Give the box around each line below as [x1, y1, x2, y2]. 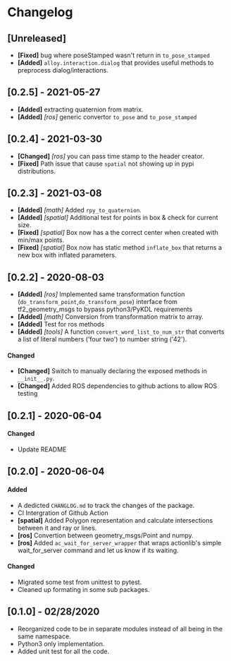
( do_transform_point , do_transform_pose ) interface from [17, 298, 178, 306]
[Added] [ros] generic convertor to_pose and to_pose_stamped [17, 112, 197, 121]
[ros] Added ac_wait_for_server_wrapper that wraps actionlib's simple [17, 538, 222, 547]
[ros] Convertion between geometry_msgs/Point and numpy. [17, 530, 194, 540]
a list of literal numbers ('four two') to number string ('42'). [17, 335, 187, 344]
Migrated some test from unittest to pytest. [17, 578, 142, 586]
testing [17, 389, 38, 398]
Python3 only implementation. [17, 639, 105, 648]
